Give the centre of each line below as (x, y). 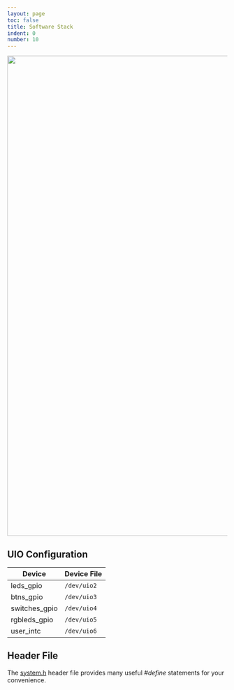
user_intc (26, 631)
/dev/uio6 (81, 631)
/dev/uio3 (81, 597)
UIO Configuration (48, 554)
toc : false (23, 20)
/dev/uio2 (81, 585)
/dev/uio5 (81, 619)
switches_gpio (34, 608)
